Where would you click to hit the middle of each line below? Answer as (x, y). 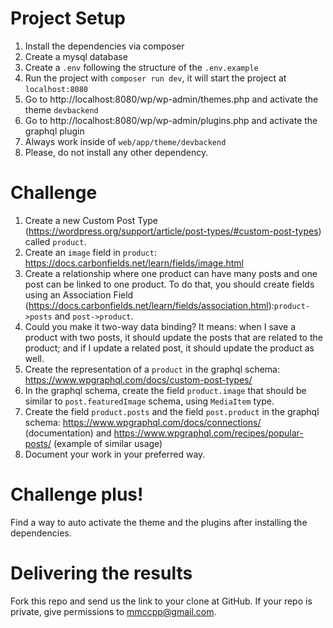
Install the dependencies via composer (104, 46)
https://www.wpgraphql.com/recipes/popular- (208, 433)
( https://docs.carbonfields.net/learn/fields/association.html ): (149, 305)
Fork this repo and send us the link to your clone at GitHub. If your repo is (161, 601)
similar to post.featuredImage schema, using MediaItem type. (149, 401)
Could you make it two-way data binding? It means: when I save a (160, 326)
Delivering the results (101, 573)
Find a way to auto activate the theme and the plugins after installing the (159, 522)
